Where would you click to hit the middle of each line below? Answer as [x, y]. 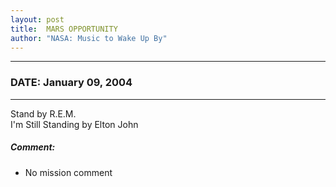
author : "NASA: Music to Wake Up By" [89, 38]
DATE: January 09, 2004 [71, 83]
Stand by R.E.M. [43, 113]
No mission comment [68, 172]
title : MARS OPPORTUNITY [64, 29]
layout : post [37, 19]
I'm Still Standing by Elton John [74, 124]
